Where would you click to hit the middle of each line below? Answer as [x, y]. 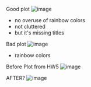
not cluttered [30, 27]
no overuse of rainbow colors [50, 20]
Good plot [18, 9]
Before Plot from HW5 [33, 67]
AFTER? [15, 78]
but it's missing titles [39, 33]
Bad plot [16, 44]
